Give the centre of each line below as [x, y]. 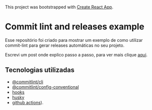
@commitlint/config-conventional [45, 87]
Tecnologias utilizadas [40, 70]
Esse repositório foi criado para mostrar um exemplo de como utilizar [74, 40]
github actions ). [28, 102]
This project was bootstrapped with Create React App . [59, 7]
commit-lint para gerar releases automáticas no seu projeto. [65, 45]
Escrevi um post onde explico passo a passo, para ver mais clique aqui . [76, 55]
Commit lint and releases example [75, 27]
